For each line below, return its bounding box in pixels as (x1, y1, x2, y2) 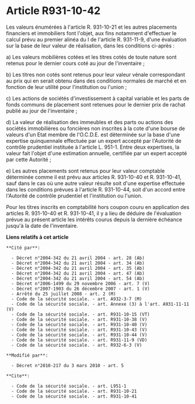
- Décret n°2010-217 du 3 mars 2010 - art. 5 (11, 362, 124, 368)
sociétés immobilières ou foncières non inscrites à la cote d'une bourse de (6, 125, 185, 132)
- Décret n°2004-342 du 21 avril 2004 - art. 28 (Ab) (11, 255, 145, 261)
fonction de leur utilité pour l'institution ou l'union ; (6, 83, 127, 90)
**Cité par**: (6, 245, 41, 251)
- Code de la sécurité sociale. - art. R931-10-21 (11, 388, 137, 394)
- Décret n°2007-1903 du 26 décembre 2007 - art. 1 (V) (11, 286, 150, 292)
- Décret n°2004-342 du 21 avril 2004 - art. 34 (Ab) (11, 260, 145, 266)
